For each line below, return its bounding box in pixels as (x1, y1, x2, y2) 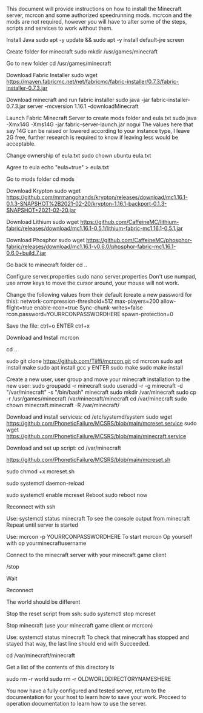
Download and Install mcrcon (6, 334, 79, 341)
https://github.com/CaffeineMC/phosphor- (85, 237, 193, 243)
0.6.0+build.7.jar (6, 249, 47, 257)
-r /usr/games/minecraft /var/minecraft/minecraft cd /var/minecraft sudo (6, 395, 187, 402)
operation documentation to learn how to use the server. (6, 700, 147, 707)
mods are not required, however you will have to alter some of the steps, (6, 18, 187, 25)
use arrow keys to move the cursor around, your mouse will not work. (6, 279, 180, 286)
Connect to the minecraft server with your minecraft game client (6, 552, 167, 558)
